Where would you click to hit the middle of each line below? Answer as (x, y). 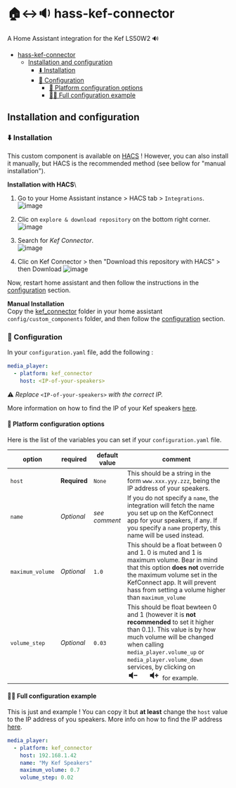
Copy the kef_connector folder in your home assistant (85, 311)
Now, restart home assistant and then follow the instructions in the (103, 282)
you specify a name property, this (174, 527)
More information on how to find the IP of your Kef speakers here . (103, 408)
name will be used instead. (166, 535)
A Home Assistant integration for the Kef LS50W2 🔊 (83, 38)
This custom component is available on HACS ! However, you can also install (118, 156)
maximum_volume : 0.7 (50, 770)
